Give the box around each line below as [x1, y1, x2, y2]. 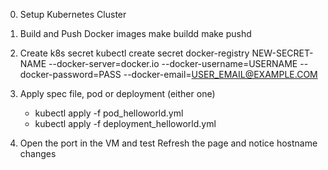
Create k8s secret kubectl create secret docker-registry [19, 47, 250, 59]
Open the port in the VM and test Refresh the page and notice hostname [19, 137, 318, 149]
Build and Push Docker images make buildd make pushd [19, 28, 252, 39]
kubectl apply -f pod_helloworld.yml [34, 107, 184, 119]
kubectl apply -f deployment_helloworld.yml [34, 118, 217, 129]
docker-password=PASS [19, 69, 122, 80]
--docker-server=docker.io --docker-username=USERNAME [48, 58, 298, 69]
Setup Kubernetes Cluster [19, 9, 127, 20]
